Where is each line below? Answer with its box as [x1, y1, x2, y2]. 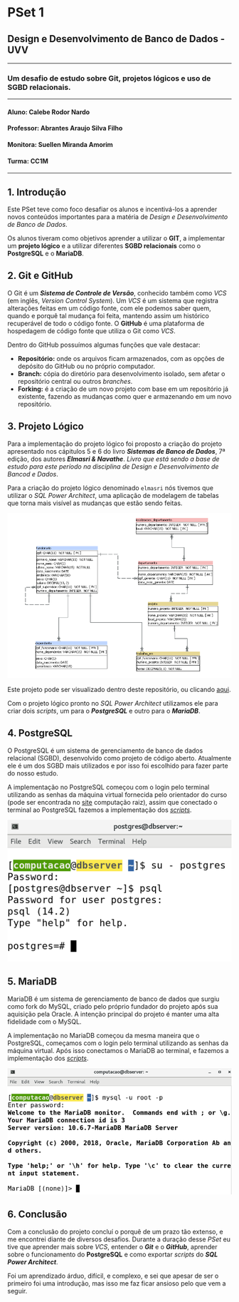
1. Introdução [7, 186, 66, 198]
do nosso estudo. [7, 768, 59, 778]
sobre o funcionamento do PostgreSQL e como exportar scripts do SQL [7, 1250, 218, 1258]
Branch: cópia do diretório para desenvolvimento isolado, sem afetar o [17, 369, 225, 378]
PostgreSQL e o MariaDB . [7, 249, 84, 258]
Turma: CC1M [7, 156, 48, 165]
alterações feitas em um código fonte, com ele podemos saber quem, [7, 304, 211, 312]
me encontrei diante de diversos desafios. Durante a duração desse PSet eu [7, 1235, 231, 1243]
